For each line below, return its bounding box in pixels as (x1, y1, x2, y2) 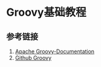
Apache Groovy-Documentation (15, 48, 95, 55)
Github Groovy (15, 54, 52, 61)
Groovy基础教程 (6, 5, 86, 19)
